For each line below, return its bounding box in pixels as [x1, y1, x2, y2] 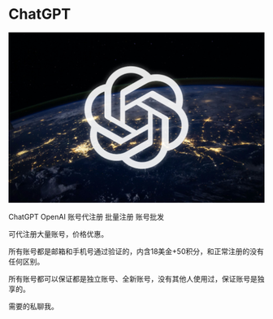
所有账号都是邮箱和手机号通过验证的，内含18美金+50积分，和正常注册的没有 [8, 247, 264, 256]
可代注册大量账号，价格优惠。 [8, 229, 108, 239]
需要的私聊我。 [8, 302, 58, 312]
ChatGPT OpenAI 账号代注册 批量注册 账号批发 [8, 212, 165, 222]
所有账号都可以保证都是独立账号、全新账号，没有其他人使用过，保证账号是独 [8, 274, 265, 284]
